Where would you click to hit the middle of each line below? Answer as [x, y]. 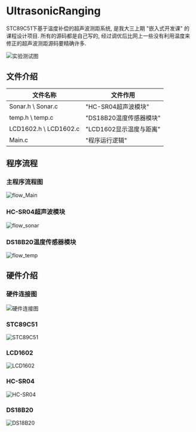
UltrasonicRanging [53, 11]
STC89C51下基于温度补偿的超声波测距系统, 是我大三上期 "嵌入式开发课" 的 [98, 28]
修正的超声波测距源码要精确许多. [46, 43]
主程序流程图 [25, 182]
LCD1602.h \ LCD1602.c [45, 129]
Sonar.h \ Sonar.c [34, 106]
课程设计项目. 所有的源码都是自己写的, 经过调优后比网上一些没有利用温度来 [98, 36]
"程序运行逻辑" [106, 140]
